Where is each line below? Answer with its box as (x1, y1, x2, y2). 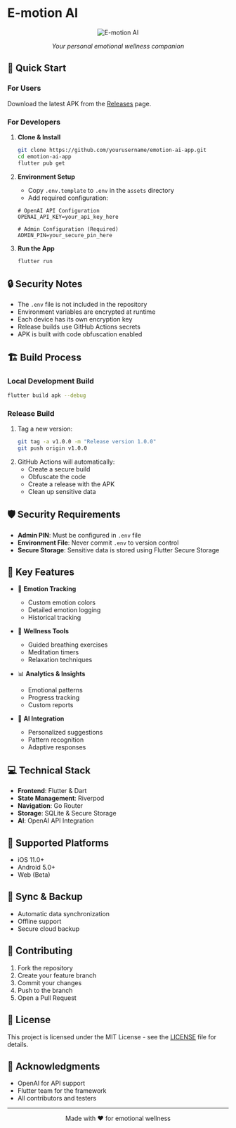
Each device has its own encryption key (17, 315, 133, 324)
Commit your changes (17, 978, 82, 987)
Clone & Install (17, 132, 61, 141)
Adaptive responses (27, 743, 86, 752)
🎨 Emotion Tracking (17, 585, 77, 593)
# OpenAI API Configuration (17, 207, 100, 214)
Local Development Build (7, 376, 95, 386)
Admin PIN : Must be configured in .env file (17, 531, 142, 539)
